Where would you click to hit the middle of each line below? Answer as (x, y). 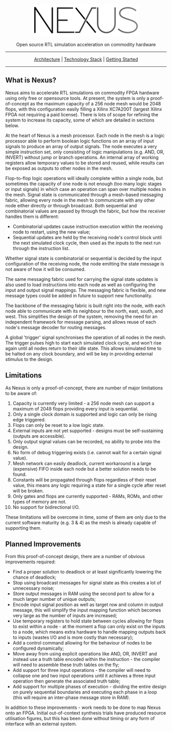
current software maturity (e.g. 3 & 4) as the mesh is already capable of (81, 522)
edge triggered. (29, 419)
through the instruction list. (41, 248)
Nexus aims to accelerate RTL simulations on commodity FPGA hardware (82, 93)
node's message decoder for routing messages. (56, 327)
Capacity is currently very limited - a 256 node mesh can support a (83, 403)
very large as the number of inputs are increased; (65, 616)
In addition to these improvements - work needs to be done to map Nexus (83, 708)
